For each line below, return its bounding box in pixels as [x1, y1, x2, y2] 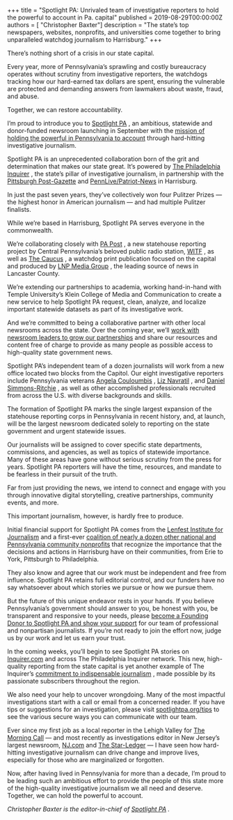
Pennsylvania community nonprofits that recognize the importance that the [7, 540, 223, 548]
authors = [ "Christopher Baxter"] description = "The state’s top [7, 21, 189, 29]
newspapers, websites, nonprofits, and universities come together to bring [7, 28, 221, 36]
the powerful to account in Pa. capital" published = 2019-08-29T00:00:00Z [7, 13, 223, 22]
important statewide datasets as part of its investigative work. [7, 305, 184, 313]
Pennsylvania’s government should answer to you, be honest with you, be [7, 604, 218, 612]
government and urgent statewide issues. [7, 427, 127, 435]
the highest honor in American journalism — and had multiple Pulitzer [7, 198, 206, 206]
